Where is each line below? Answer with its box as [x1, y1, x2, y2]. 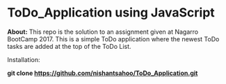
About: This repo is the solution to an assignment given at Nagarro [7, 28, 199, 36]
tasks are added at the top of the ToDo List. [7, 42, 131, 50]
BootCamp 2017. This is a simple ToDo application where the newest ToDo [7, 34, 220, 43]
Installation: [7, 55, 40, 63]
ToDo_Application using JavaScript [7, 5, 216, 21]
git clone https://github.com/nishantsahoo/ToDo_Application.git [7, 69, 198, 77]
